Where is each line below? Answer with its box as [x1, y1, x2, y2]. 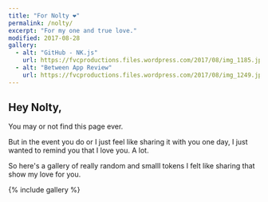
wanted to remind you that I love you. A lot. [8, 145, 149, 156]
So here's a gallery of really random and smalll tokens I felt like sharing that [8, 161, 255, 171]
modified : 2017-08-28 [8, 34, 81, 42]
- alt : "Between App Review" [15, 64, 112, 72]
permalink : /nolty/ [8, 19, 73, 27]
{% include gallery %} [8, 185, 81, 195]
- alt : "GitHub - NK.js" [15, 49, 98, 57]
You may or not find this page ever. [8, 121, 124, 132]
